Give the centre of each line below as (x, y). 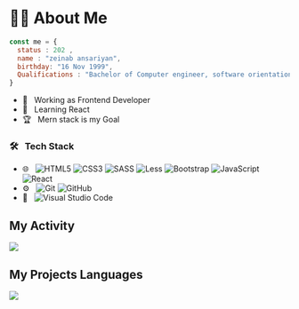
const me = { (33, 42)
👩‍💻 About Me (59, 18)
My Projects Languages (76, 274)
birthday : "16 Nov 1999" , (65, 67)
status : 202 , (45, 50)
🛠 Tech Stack (42, 147)
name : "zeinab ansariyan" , (69, 58)
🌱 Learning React (56, 109)
